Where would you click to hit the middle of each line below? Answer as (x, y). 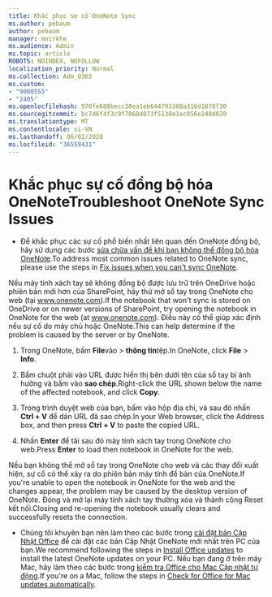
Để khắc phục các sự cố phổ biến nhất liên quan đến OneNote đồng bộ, (140, 241)
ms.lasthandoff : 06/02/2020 (56, 136)
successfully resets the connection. (68, 517)
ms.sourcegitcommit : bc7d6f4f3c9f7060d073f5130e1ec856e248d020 (118, 115)
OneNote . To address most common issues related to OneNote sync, (134, 259)
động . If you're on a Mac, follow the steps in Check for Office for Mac (135, 576)
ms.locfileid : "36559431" (52, 144)
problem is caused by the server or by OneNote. (89, 335)
